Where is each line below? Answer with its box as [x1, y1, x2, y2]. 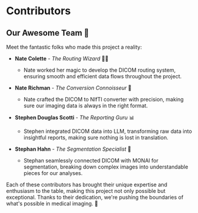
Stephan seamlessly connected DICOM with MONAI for [23, 157, 159, 164]
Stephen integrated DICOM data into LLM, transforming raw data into [23, 128, 193, 135]
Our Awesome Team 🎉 [6, 28, 90, 38]
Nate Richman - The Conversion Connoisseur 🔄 [14, 84, 132, 91]
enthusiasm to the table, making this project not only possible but [6, 187, 166, 194]
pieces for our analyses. [23, 170, 83, 176]
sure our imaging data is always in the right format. [23, 102, 148, 109]
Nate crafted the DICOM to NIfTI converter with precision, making [23, 96, 184, 103]
